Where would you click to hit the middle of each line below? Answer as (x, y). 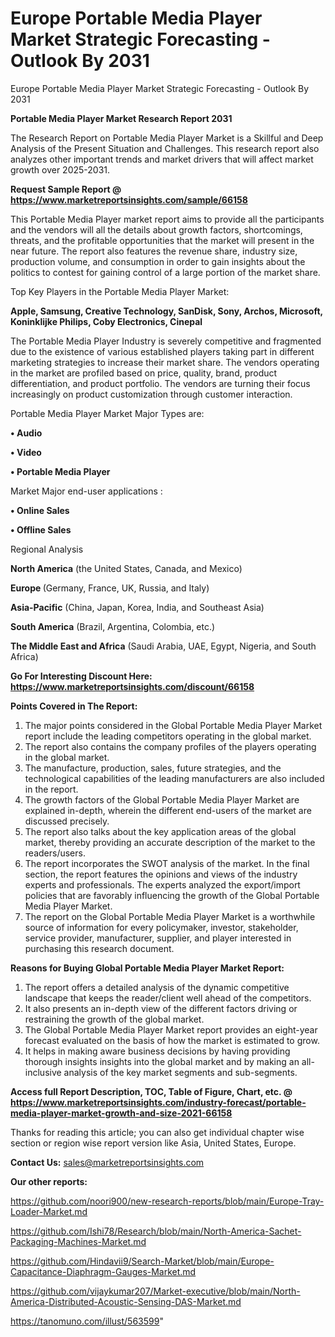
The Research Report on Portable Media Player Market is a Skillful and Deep (167, 138)
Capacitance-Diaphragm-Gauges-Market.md (103, 1271)
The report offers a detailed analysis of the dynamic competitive (157, 987)
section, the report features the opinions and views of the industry (161, 874)
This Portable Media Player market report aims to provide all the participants (167, 219)
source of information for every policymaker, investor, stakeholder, (161, 927)
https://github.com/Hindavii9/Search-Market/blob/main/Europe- (142, 1261)
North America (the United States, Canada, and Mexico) (126, 568)
